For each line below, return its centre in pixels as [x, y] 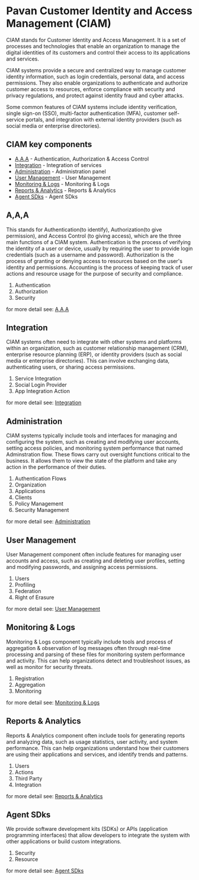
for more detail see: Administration [48, 521]
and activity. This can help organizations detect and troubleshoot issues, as [98, 660]
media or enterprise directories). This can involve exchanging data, [88, 361]
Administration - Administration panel [60, 171]
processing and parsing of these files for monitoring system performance [96, 654]
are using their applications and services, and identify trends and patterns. [97, 754]
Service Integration [38, 379]
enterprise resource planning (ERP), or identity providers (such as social [94, 354]
